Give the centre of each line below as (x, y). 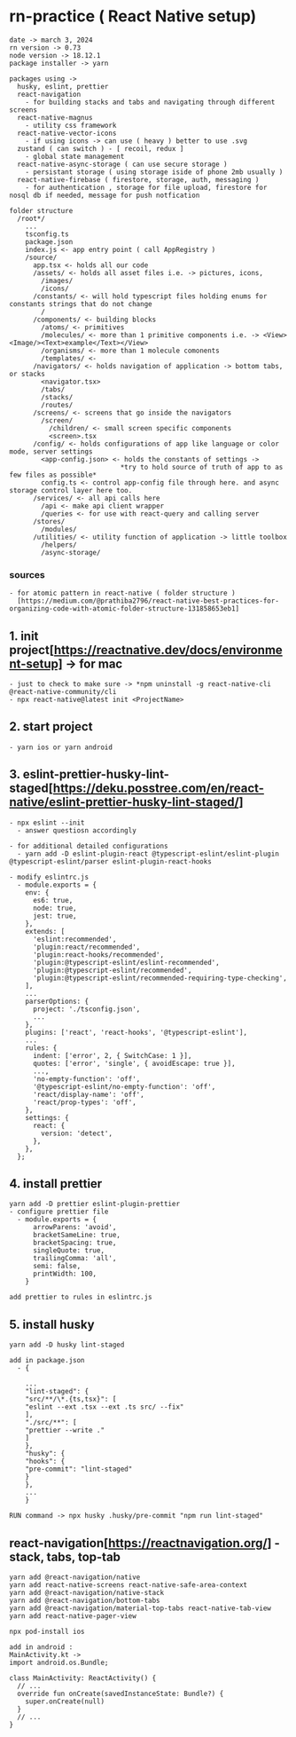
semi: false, (57, 1267)
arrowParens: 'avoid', (74, 1228)
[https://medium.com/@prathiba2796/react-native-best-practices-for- (148, 601)
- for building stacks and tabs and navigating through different (150, 102)
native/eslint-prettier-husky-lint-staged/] (126, 802)
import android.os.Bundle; (59, 1663)
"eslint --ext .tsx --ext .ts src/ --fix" (105, 1407)
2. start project (51, 726)
